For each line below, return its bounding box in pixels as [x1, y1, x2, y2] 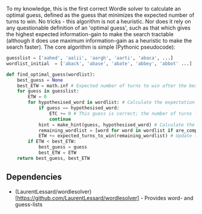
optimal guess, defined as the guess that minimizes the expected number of [6, 11, 195, 19]
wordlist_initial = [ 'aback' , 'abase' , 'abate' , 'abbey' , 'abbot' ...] [6, 60, 192, 67]
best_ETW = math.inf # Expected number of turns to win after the [17, 82, 187, 89]
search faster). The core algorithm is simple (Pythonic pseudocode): [6, 43, 176, 50]
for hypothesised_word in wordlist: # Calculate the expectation [28, 99, 195, 106]
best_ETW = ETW [38, 150, 77, 156]
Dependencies [6, 172, 62, 182]
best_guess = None [17, 77, 63, 83]
